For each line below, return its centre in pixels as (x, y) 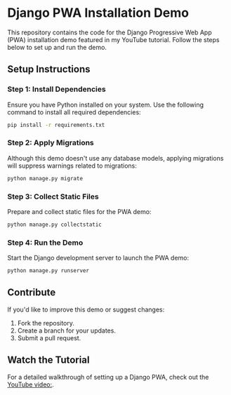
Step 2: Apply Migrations (51, 143)
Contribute (32, 293)
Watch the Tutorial (48, 360)
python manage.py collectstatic (54, 225)
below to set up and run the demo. (57, 47)
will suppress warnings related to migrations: (72, 166)
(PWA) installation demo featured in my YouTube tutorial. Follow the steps (113, 39)
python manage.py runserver (48, 271)
